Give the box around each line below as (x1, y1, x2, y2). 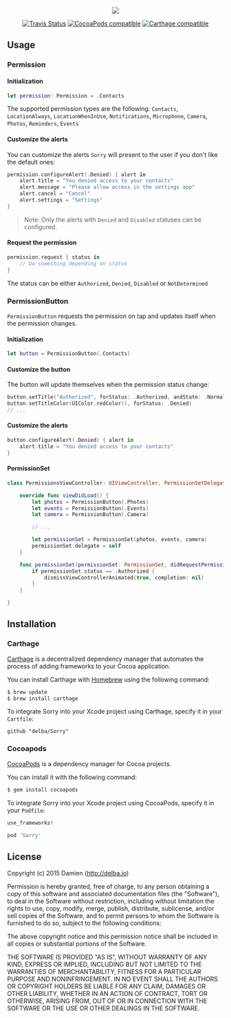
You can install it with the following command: (7, 773, 137, 781)
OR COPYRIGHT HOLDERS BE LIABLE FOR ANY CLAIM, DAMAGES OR (7, 982, 206, 990)
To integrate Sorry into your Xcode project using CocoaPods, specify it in (7, 798, 214, 807)
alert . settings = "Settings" (19, 197, 103, 204)
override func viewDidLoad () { (19, 492, 109, 499)
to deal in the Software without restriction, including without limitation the (7, 897, 214, 905)
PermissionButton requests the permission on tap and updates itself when (7, 312, 217, 320)
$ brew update (7, 688, 48, 695)
